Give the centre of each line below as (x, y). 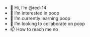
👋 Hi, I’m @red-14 (28, 8)
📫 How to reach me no (34, 29)
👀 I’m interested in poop (34, 13)
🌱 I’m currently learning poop (40, 18)
